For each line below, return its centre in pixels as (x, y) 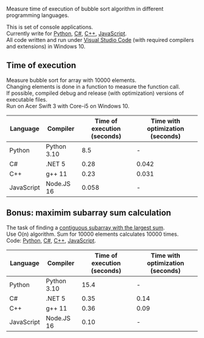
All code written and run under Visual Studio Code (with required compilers (100, 40)
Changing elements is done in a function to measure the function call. (93, 86)
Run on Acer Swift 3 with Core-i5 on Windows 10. (68, 106)
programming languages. (38, 15)
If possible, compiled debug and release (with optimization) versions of (95, 93)
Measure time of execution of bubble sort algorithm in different (85, 9)
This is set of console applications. (50, 27)
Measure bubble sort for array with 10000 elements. (71, 80)
